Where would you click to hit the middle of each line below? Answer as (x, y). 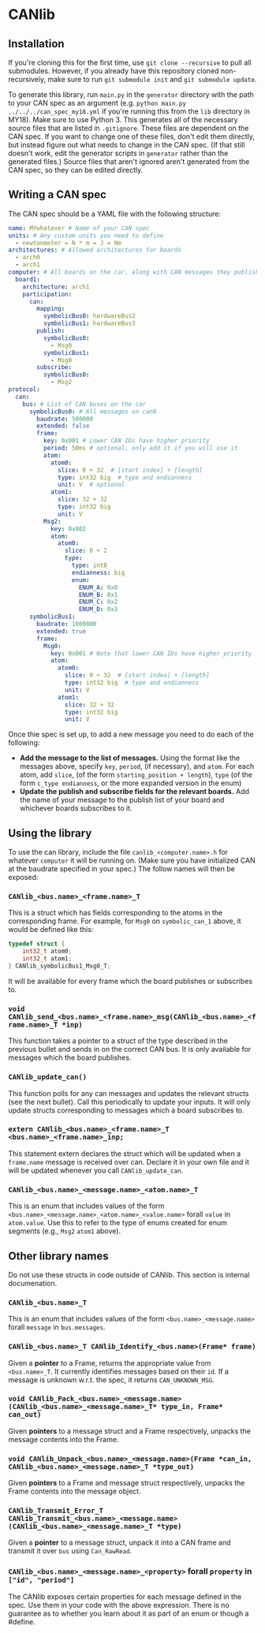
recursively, (27, 79)
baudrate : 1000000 (67, 624)
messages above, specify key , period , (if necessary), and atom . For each (137, 766)
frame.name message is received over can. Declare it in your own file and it (129, 1161)
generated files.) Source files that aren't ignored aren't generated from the (129, 162)
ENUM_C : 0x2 (98, 602)
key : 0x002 (68, 529)
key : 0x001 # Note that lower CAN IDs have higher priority (151, 653)
